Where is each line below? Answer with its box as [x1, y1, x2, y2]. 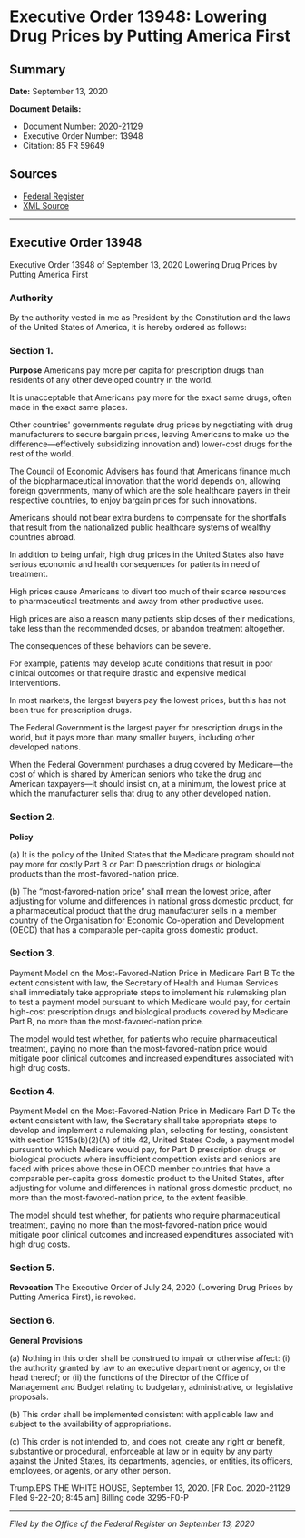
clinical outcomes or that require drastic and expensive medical [9, 668, 247, 679]
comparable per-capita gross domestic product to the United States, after [9, 1173, 285, 1184]
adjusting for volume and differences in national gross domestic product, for [9, 896, 294, 906]
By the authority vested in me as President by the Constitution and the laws [9, 311, 291, 323]
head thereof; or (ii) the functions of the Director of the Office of [9, 1372, 250, 1383]
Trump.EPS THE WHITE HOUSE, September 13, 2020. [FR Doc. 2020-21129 [9, 1482, 290, 1494]
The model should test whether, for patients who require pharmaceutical [9, 1210, 280, 1221]
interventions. [9, 678, 61, 689]
